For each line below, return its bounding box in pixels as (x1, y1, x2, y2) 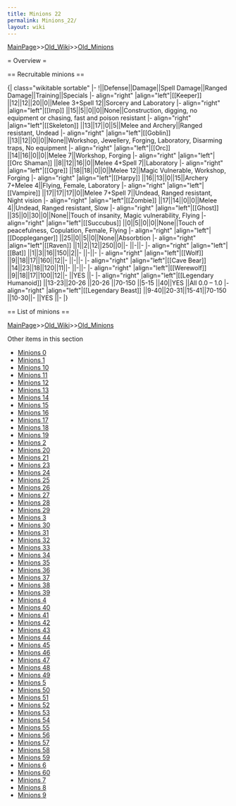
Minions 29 (17, 506, 51, 515)
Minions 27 (17, 491, 50, 500)
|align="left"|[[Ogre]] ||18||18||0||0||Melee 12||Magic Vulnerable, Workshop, (7, 167, 227, 175)
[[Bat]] (7, 248, 27, 258)
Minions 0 (17, 349, 47, 357)
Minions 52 (17, 701, 51, 709)
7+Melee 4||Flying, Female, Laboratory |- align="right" (7, 181, 166, 190)
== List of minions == (7, 308, 70, 316)
